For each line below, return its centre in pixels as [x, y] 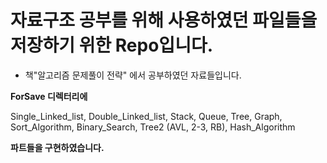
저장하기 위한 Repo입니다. [112, 45]
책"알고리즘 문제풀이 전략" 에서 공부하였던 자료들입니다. [133, 75]
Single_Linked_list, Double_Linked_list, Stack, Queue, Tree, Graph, [146, 116]
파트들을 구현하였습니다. [57, 147]
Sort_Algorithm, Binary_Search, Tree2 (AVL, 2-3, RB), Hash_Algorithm [153, 127]
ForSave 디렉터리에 [49, 96]
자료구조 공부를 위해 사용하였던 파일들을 [164, 20]
